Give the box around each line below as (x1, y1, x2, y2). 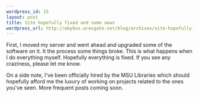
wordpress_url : (6, 25, 44, 31)
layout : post (6, 14, 38, 20)
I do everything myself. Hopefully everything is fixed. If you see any (6, 54, 171, 61)
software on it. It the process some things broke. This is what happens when (6, 48, 192, 55)
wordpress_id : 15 (6, 8, 49, 15)
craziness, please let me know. (6, 60, 82, 67)
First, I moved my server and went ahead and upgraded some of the (6, 41, 172, 48)
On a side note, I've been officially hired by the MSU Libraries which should (6, 72, 190, 79)
